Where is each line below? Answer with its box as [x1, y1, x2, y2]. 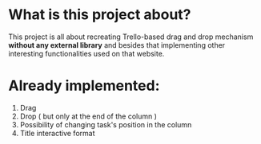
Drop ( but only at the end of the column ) [19, 111, 158, 121]
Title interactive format [19, 128, 95, 138]
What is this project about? [8, 6, 191, 24]
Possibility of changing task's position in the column [19, 119, 192, 129]
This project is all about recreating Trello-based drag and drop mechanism [8, 32, 254, 41]
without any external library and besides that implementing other [8, 40, 226, 49]
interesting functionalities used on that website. [8, 49, 165, 58]
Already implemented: [8, 77, 160, 95]
